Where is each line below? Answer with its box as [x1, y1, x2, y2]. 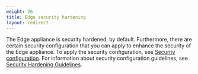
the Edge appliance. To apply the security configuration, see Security [6, 49, 175, 56]
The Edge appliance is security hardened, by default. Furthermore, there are [6, 36, 193, 43]
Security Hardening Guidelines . [6, 61, 82, 68]
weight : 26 [6, 8, 33, 15]
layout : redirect [6, 20, 49, 25]
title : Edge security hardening [6, 14, 86, 20]
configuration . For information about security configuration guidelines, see [6, 54, 189, 62]
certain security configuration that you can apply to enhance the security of [6, 42, 191, 49]
